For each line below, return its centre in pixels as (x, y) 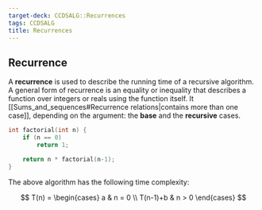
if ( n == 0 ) (42, 138)
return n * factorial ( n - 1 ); (69, 159)
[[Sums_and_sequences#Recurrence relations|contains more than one (123, 107)
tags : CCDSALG (32, 23)
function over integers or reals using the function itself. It (101, 99)
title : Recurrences (40, 30)
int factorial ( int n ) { (48, 130)
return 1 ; (53, 145)
